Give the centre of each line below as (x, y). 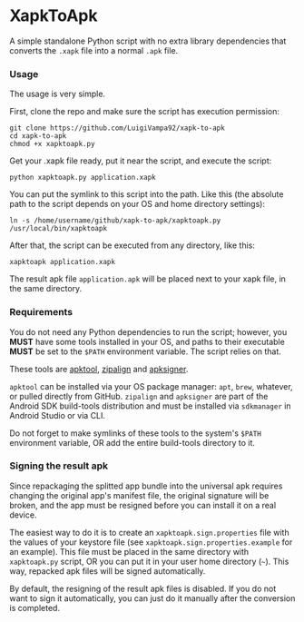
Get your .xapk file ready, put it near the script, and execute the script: (141, 161)
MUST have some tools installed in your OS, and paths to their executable (147, 341)
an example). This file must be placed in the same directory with (129, 551)
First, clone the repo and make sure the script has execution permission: (144, 112)
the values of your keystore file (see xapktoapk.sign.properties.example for (151, 542)
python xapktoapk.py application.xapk (83, 178)
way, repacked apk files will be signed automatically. (108, 571)
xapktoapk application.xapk (63, 262)
